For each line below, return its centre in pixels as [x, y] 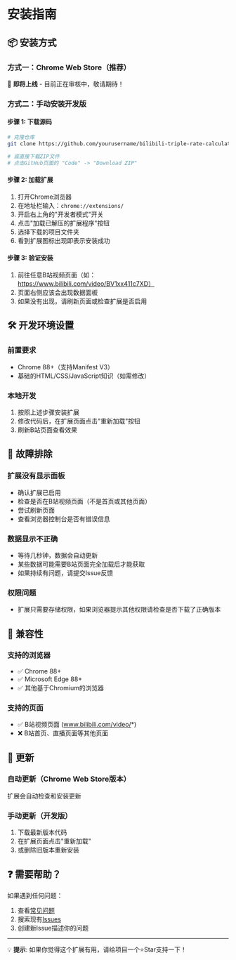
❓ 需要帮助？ [34, 874]
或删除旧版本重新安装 [48, 850]
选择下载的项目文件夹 [48, 232]
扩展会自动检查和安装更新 [44, 796]
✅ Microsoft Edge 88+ [50, 679]
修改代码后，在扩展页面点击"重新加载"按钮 [79, 421]
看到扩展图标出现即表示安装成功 [64, 240]
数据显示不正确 [33, 539]
